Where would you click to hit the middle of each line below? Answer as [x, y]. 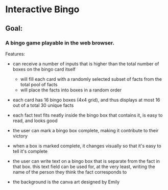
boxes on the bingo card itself [44, 69]
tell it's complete [30, 151]
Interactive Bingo [42, 9]
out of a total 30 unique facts [43, 105]
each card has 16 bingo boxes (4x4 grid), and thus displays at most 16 [86, 100]
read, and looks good [35, 121]
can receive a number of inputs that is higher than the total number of [86, 64]
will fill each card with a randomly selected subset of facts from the [91, 79]
